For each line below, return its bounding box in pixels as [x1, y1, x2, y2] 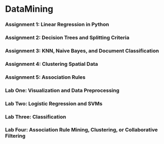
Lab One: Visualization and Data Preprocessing [5, 87, 120, 94]
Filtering [5, 133, 25, 140]
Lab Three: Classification [5, 113, 66, 120]
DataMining [5, 3, 53, 15]
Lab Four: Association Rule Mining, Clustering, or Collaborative [5, 126, 158, 133]
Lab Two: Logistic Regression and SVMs [5, 100, 103, 107]
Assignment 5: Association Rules [5, 74, 86, 81]
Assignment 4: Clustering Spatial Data [5, 60, 98, 67]
